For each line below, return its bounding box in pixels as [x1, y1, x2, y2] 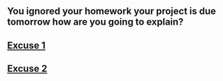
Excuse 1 [7, 39, 46, 51]
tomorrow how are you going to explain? [7, 16, 184, 28]
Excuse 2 [7, 63, 48, 75]
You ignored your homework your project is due [7, 5, 216, 17]
